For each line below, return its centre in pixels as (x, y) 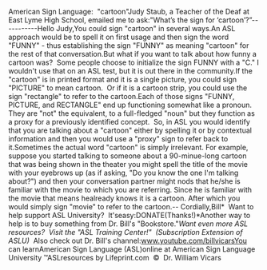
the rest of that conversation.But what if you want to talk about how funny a (133, 54)
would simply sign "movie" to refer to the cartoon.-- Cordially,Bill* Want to (131, 206)
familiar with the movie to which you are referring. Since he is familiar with (130, 190)
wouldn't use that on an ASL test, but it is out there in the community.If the (131, 71)
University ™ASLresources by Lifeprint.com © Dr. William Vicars (115, 258)
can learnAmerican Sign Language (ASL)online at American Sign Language (132, 249)
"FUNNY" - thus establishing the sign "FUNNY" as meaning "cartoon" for (129, 46)
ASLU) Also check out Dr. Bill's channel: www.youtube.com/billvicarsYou (128, 240)
